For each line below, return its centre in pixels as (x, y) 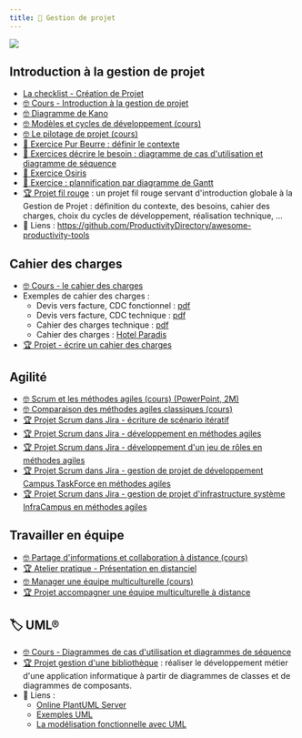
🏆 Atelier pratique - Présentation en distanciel (110, 568)
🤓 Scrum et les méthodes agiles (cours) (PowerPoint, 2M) (131, 399)
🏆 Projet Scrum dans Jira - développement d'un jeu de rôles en (142, 448)
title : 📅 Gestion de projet (63, 18)
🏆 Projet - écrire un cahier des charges (97, 345)
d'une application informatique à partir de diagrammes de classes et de (156, 675)
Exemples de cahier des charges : (86, 296)
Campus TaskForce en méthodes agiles (96, 484)
